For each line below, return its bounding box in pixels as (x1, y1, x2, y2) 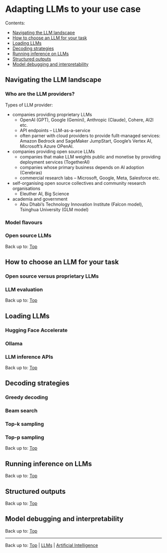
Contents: (5, 20, 25, 26)
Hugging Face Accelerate (5, 326, 68, 333)
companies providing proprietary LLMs (12, 111, 92, 117)
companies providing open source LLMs (12, 148, 95, 155)
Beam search (5, 407, 38, 414)
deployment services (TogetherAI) (19, 159, 90, 165)
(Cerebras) (19, 169, 42, 175)
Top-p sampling (5, 434, 45, 441)
